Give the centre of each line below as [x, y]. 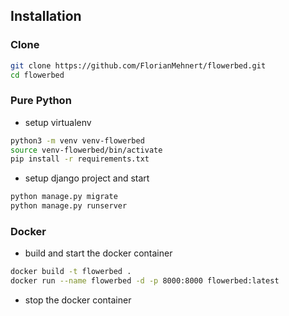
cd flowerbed [37, 75]
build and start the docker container [98, 253]
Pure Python [41, 101]
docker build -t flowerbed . [71, 272]
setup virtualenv [58, 122]
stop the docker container [78, 300]
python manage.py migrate [64, 197]
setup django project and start [87, 178]
